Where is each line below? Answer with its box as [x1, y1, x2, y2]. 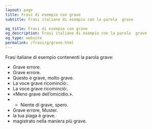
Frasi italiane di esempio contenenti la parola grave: [5, 54, 114, 60]
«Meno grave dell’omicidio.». [12, 91, 73, 97]
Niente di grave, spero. [20, 102, 69, 108]
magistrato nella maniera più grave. [12, 118, 87, 124]
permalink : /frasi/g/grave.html [5, 40, 74, 46]
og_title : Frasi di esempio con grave [5, 26, 88, 31]
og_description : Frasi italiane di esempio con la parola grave [5, 31, 147, 36]
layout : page [5, 7, 33, 13]
